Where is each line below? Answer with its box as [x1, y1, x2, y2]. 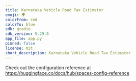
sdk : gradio [5, 27, 31, 32]
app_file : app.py [5, 36, 42, 42]
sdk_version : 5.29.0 [5, 31, 49, 36]
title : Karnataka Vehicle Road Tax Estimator [5, 7, 103, 13]
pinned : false [5, 41, 36, 46]
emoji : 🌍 [5, 12, 25, 17]
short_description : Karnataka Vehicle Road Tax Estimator [5, 50, 131, 55]
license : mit [5, 46, 33, 51]
